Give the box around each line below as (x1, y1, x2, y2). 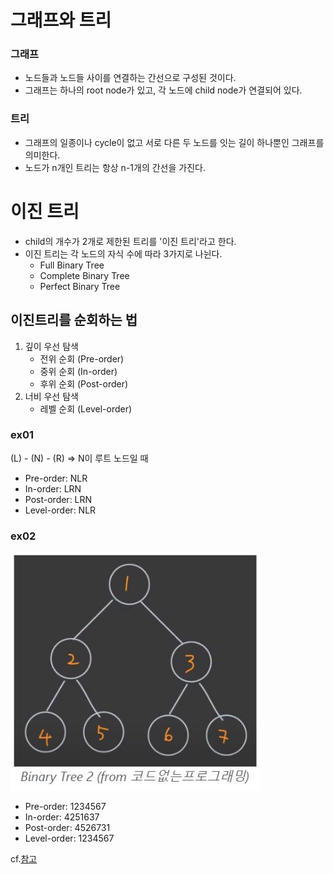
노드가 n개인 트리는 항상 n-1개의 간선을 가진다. (24, 161, 206, 173)
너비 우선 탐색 (24, 390, 79, 402)
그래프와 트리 (10, 9, 112, 32)
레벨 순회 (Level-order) (39, 402, 133, 415)
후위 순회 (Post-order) (39, 377, 129, 390)
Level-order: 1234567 (24, 832, 115, 844)
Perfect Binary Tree (39, 280, 121, 292)
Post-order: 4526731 (24, 821, 111, 833)
